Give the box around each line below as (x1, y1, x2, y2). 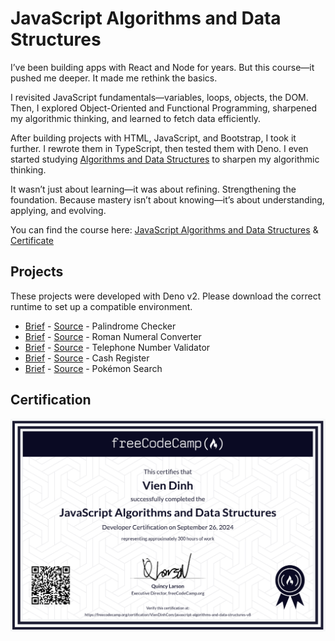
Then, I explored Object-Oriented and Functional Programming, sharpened (10, 102, 318, 114)
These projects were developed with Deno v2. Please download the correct (10, 290, 322, 302)
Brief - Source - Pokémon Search (24, 362, 163, 374)
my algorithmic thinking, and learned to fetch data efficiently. (10, 112, 262, 124)
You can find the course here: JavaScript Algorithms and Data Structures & (10, 223, 319, 236)
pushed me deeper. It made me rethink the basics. (10, 72, 218, 84)
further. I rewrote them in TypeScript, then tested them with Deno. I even (10, 142, 309, 154)
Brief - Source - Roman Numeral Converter (24, 330, 202, 342)
